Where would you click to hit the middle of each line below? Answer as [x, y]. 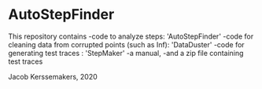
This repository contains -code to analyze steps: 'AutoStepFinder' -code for [131, 36]
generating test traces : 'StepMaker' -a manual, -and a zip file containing [126, 53]
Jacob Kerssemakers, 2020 [53, 76]
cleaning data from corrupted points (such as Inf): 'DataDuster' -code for [127, 44]
